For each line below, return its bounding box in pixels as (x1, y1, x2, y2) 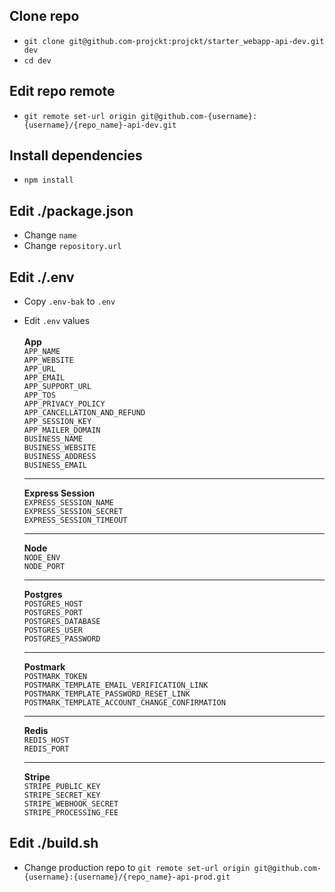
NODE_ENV (23, 553, 61, 563)
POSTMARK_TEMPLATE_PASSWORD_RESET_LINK (23, 689, 191, 699)
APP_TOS (23, 390, 56, 401)
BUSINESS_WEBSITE (23, 443, 97, 453)
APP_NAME (23, 347, 61, 357)
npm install (23, 175, 74, 186)
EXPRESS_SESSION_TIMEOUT (23, 515, 128, 526)
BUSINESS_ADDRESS (23, 452, 97, 462)
